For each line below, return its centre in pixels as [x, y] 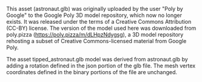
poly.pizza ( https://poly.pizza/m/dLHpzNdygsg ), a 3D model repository [95, 35]
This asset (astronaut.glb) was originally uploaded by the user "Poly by [95, 9]
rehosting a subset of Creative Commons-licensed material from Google [96, 41]
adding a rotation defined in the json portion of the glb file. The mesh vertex [101, 66]
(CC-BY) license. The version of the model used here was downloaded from [101, 28]
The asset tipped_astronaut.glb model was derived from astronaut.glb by [97, 59]
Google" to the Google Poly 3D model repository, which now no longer [94, 15]
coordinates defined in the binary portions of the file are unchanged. [92, 72]
